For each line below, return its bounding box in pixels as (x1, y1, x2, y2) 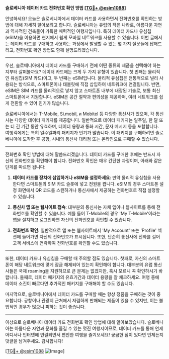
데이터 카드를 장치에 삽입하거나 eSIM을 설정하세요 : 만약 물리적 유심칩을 (12, 174, 152, 181)
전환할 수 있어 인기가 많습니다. (10, 100, 70, 106)
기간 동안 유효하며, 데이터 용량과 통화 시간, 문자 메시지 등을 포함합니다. (21, 123, 159, 129)
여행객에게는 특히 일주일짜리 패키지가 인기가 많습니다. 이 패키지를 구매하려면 (5, 130, 154, 135)
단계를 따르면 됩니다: (5, 164, 46, 170)
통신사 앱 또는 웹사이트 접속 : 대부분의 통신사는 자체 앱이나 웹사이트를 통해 (12, 204, 155, 210)
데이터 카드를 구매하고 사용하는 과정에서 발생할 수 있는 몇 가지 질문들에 (10, 41, 149, 47)
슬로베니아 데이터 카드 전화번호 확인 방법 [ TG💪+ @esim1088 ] (5, 5, 126, 11)
